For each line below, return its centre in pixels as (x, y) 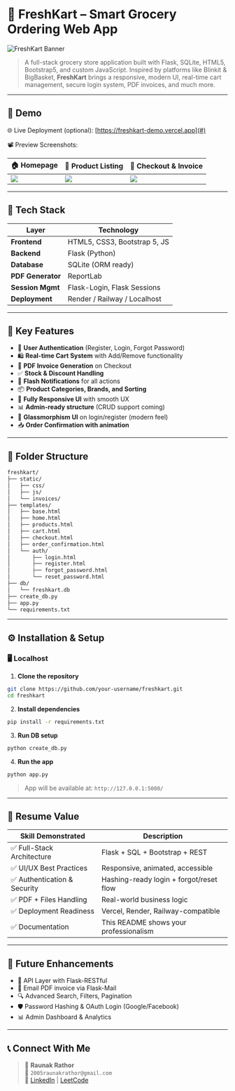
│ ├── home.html (34, 518)
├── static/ (24, 479)
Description (163, 836)
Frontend (26, 241)
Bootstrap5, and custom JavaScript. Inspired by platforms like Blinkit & (126, 69)
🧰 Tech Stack (36, 210)
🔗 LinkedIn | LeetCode (56, 1080)
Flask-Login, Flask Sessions (114, 287)
